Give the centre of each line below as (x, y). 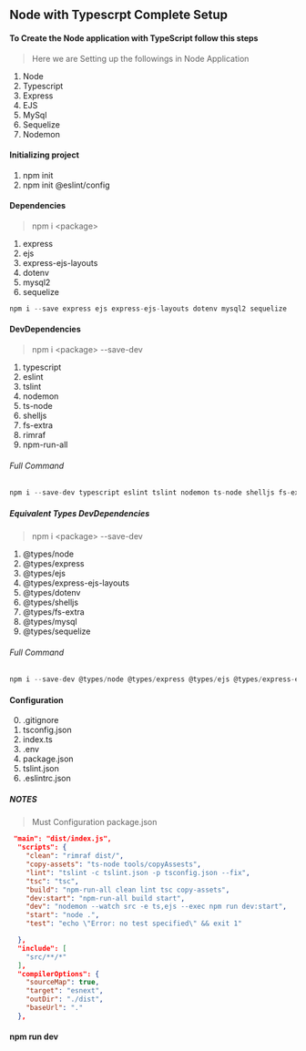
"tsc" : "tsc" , (52, 881)
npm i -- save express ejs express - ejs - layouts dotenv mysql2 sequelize (148, 309)
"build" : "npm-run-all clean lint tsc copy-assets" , (128, 890)
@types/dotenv (51, 593)
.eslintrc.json (46, 779)
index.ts (37, 740)
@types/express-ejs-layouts (76, 583)
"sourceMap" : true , (63, 983)
